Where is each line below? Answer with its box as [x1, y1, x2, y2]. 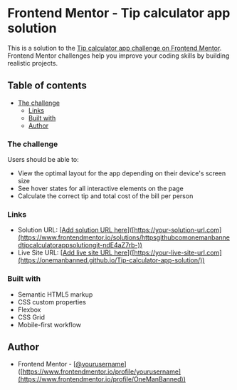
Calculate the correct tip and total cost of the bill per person [17, 192, 194, 200]
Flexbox [17, 305, 41, 314]
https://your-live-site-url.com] [134, 248, 222, 257]
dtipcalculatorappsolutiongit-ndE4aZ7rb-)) [17, 241, 142, 250]
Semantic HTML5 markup [17, 290, 93, 299]
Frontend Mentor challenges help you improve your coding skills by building [7, 51, 230, 60]
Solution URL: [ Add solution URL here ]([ [17, 226, 135, 235]
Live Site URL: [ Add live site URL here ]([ [17, 248, 135, 257]
